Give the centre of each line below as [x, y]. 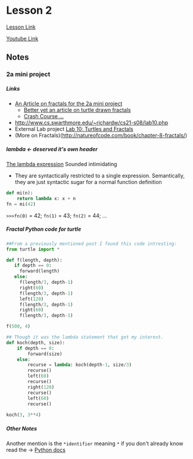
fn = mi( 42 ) [21, 204]
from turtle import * [33, 249]
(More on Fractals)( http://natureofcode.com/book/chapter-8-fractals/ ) [101, 136]
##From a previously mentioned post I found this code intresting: [92, 244]
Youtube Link [22, 38]
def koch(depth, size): [36, 342]
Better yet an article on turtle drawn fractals [77, 110]
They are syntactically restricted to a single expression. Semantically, [99, 176]
